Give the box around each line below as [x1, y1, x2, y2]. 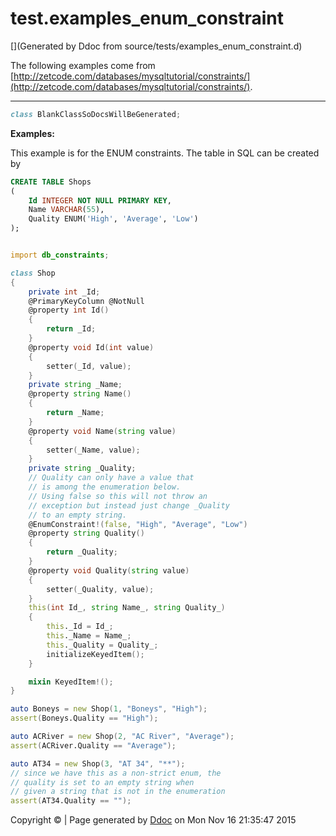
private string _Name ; [28, 380, 123, 390]
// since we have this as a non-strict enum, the [10, 768, 222, 778]
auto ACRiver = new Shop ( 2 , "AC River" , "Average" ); [10, 732, 235, 742]
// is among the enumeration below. [28, 482, 182, 492]
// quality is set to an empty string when [10, 777, 195, 787]
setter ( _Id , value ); [46, 361, 132, 371]
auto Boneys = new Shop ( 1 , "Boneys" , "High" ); [10, 704, 208, 714]
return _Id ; [46, 324, 97, 334]
